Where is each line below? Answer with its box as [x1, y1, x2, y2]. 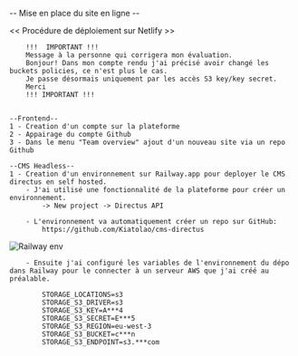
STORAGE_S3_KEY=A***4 [42, 306, 124, 315]
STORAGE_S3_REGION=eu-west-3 [42, 322, 152, 331]
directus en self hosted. [9, 178, 107, 187]
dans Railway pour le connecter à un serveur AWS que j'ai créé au [9, 266, 270, 275]
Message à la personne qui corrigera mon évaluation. [25, 51, 233, 60]
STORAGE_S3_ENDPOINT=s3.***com [42, 338, 160, 347]
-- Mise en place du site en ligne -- [9, 8, 140, 18]
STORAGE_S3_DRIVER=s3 [42, 298, 124, 307]
